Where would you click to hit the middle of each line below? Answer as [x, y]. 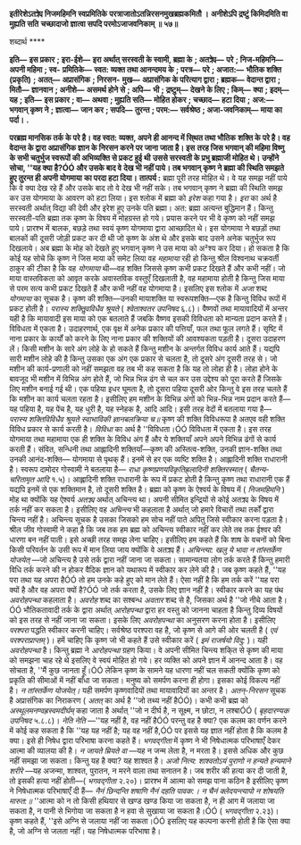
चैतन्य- [259, 469]
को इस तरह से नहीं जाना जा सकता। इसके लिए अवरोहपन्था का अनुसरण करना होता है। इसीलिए [142, 620]
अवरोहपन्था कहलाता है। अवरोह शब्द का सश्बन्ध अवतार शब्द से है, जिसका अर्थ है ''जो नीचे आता [143, 600]
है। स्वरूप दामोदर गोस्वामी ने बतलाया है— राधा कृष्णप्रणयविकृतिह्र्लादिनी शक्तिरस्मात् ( [129, 469]
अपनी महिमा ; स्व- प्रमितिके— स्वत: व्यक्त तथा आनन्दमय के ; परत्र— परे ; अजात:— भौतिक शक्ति [146, 70]
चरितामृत [22, 479]
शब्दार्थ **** [27, 42]
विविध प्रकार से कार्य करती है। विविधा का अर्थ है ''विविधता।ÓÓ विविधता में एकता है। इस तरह [141, 429]
